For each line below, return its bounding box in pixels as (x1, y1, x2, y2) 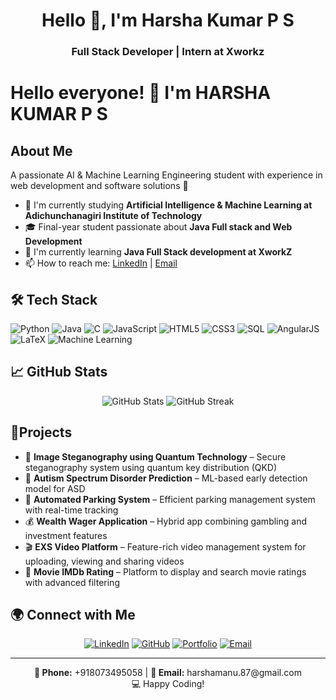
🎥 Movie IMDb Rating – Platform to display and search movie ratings (24, 565, 307, 578)
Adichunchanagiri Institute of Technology (24, 210, 203, 222)
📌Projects (10, 424, 73, 441)
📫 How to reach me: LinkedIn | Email (24, 257, 178, 269)
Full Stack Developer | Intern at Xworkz (71, 45, 265, 59)
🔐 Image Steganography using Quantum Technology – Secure (24, 450, 287, 463)
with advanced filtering (24, 576, 120, 588)
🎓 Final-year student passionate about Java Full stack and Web (24, 221, 293, 233)
